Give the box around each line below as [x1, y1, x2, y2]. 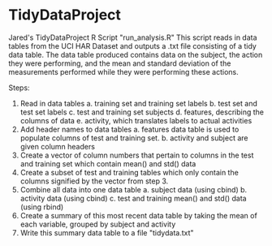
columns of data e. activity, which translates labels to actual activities [19, 115, 253, 125]
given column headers [19, 141, 96, 151]
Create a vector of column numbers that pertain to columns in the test [19, 150, 254, 160]
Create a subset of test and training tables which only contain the [19, 167, 240, 177]
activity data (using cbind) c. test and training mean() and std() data [19, 193, 247, 203]
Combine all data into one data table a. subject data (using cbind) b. [19, 184, 248, 194]
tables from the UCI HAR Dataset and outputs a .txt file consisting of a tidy [8, 41, 257, 50]
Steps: [8, 83, 30, 93]
